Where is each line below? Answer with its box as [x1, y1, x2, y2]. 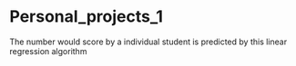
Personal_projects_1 [9, 6, 164, 27]
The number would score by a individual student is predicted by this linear [9, 36, 288, 47]
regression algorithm [9, 45, 87, 56]
